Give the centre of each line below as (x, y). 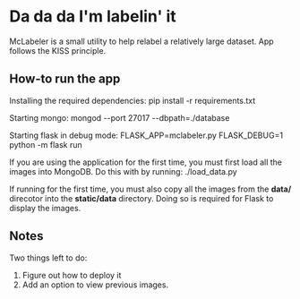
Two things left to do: (48, 258)
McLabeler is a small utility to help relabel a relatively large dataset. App (142, 41)
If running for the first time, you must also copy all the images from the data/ (150, 189)
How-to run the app (65, 79)
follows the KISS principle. (58, 50)
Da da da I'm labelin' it (93, 17)
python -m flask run (46, 144)
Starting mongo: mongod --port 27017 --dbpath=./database (120, 117)
